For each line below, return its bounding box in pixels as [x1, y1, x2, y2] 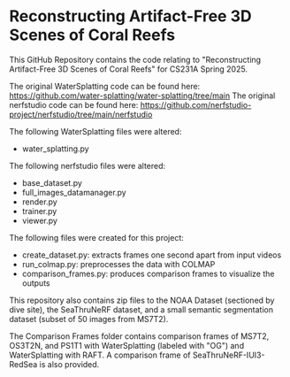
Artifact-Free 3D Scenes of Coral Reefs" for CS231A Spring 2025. [9, 64, 248, 74]
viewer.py [21, 215, 57, 226]
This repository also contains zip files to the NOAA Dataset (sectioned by [9, 295, 275, 305]
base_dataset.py [21, 177, 82, 188]
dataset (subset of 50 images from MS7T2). [9, 313, 169, 324]
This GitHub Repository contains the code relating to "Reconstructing [9, 54, 262, 65]
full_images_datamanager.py [21, 187, 126, 197]
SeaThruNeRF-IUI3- [192, 350, 265, 360]
